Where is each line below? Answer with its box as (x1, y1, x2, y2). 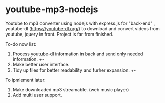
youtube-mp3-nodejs (5, 4, 98, 15)
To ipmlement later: (5, 77, 46, 83)
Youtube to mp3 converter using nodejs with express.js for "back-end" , (5, 20, 155, 26)
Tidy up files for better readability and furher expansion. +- (12, 67, 136, 73)
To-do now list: (5, 41, 37, 47)
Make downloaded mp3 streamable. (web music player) (12, 86, 129, 92)
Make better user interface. (12, 61, 70, 67)
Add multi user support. (12, 92, 62, 98)
